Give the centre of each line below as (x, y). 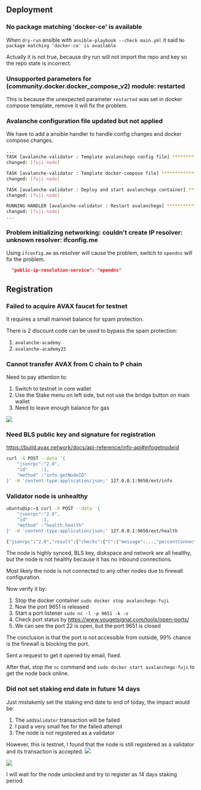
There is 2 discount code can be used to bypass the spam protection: (92, 330)
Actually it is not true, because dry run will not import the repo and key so (97, 57)
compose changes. (30, 141)
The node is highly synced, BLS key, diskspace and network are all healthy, (99, 553)
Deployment (30, 10)
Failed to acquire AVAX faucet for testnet (67, 306)
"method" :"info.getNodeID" (52, 475)
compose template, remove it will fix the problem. (67, 105)
